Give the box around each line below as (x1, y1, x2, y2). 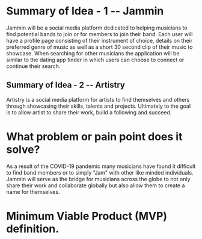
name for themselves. (6, 188, 60, 195)
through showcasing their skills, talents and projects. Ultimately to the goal (6, 102, 191, 110)
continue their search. (6, 62, 61, 70)
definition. (6, 222, 60, 235)
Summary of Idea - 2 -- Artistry (6, 80, 125, 90)
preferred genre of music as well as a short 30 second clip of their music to (6, 43, 193, 51)
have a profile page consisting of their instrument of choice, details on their (6, 37, 193, 44)
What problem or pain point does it (6, 129, 183, 143)
